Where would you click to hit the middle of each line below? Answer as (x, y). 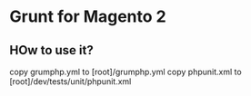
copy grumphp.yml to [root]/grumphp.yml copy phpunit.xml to (126, 72)
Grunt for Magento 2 (88, 17)
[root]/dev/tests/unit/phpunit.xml (70, 82)
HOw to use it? (51, 50)
